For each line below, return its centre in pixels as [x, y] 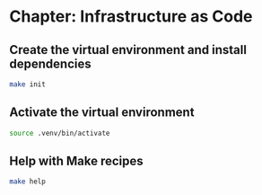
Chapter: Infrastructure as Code [131, 17]
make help [28, 182]
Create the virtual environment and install [128, 50]
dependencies [50, 63]
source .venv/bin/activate [60, 133]
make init [28, 84]
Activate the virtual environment [102, 113]
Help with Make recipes [76, 160]
